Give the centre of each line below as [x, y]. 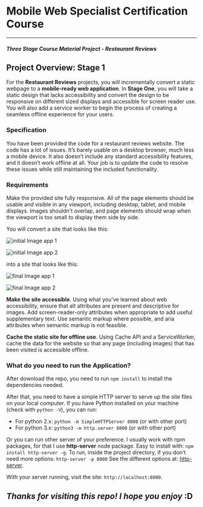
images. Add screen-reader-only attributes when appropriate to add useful [99, 312]
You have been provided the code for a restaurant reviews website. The [95, 143]
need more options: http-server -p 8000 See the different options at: [92, 459]
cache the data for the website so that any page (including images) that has [100, 343]
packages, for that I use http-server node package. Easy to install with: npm [100, 446]
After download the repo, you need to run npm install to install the [89, 379]
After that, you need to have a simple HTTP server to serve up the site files [99, 397]
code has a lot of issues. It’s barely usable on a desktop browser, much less [100, 150]
